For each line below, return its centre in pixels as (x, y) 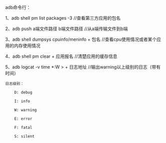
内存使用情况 (27, 46)
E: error (23, 119)
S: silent (25, 136)
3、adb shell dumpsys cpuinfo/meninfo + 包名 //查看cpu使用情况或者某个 (81, 39)
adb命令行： (18, 7)
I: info (22, 101)
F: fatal (23, 127)
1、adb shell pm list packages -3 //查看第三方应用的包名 (63, 18)
